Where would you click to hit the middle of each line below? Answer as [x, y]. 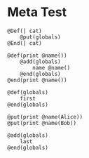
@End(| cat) [25, 43]
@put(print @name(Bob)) [42, 123]
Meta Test [37, 12]
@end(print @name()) [37, 80]
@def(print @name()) [37, 55]
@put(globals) [40, 37]
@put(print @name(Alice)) [45, 117]
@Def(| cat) [25, 31]
